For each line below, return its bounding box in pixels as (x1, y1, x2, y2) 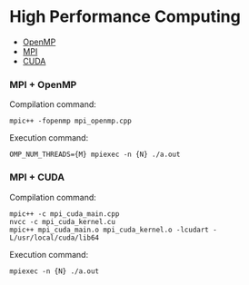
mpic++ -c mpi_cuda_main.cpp (9, 209, 120, 219)
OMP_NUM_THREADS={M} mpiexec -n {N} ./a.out (9, 150, 181, 160)
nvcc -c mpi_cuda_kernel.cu (9, 217, 116, 226)
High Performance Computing (9, 6, 241, 27)
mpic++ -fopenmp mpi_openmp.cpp (9, 116, 132, 126)
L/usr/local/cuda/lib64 (9, 233, 100, 242)
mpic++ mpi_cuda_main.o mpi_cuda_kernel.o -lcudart (9, 225, 209, 234)
